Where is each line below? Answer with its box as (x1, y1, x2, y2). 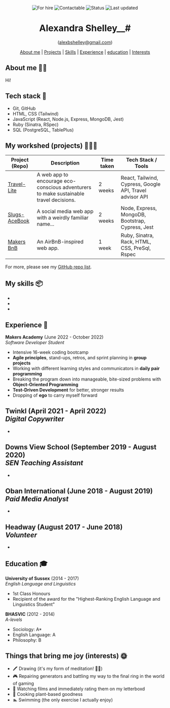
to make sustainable (36, 190, 84, 197)
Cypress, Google (120, 181, 161, 188)
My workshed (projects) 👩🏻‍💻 (5, 141, 98, 150)
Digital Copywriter (5, 415, 64, 424)
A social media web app (36, 208, 94, 215)
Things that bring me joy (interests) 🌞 (5, 652, 127, 660)
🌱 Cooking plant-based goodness (12, 691, 83, 697)
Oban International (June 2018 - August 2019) (5, 487, 153, 495)
